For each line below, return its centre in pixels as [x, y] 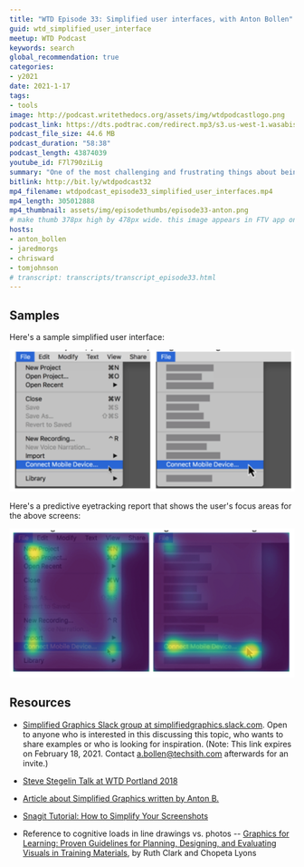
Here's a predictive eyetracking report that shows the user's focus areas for [151, 506]
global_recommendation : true [64, 58]
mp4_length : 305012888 [52, 201]
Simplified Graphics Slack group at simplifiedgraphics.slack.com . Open [155, 725]
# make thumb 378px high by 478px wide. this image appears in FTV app [147, 220]
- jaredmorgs [34, 248]
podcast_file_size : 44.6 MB [62, 134]
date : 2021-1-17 [40, 86]
